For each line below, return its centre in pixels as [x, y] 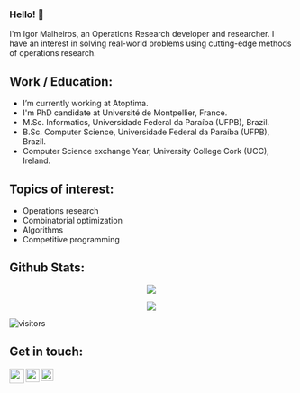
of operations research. [53, 53]
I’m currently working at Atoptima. [85, 104]
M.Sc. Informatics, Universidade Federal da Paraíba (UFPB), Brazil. [146, 123]
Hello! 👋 [27, 14]
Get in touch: [46, 352]
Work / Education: [61, 82]
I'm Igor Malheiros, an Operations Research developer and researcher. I [142, 34]
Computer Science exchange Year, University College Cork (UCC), [146, 151]
